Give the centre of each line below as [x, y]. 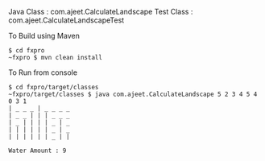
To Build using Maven [44, 36]
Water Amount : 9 [37, 151]
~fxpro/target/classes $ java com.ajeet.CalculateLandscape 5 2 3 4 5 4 [133, 94]
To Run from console [43, 72]
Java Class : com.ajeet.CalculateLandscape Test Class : [101, 12]
